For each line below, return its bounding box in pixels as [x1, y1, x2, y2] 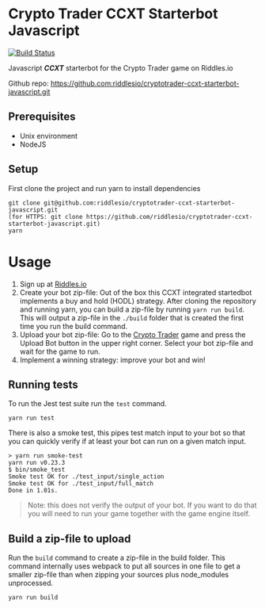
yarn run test [8, 414, 55, 423]
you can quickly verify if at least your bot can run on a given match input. [8, 437, 247, 446]
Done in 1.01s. [8, 487, 59, 495]
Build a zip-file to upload [8, 532, 131, 546]
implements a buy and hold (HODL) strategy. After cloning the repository [19, 296, 257, 305]
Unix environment [19, 131, 78, 140]
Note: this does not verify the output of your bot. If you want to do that [27, 500, 257, 510]
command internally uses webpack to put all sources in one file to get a [8, 561, 241, 571]
